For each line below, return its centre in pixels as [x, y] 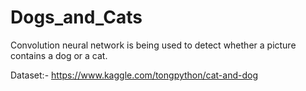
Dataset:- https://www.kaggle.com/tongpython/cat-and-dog [134, 75]
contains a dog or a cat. [59, 55]
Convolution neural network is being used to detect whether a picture [153, 45]
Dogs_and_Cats [76, 17]
